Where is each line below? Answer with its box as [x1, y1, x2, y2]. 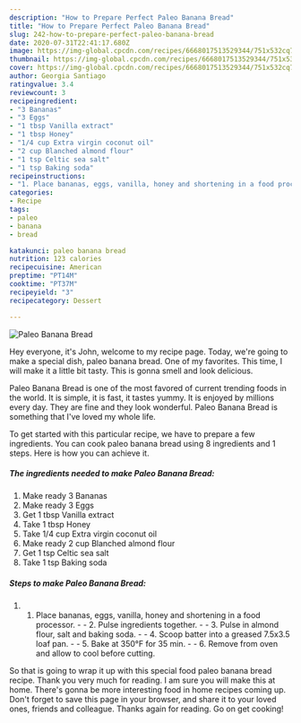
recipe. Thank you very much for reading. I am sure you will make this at [9, 675, 276, 686]
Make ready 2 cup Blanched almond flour [21, 538, 176, 549]
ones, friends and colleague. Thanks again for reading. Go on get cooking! [9, 703, 284, 714]
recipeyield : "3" [9, 288, 74, 297]
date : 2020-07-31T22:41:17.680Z [9, 38, 130, 48]
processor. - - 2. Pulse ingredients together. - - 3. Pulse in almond [35, 620, 279, 631]
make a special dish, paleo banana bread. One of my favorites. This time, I [9, 355, 283, 366]
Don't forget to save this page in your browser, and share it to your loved [9, 694, 277, 705]
